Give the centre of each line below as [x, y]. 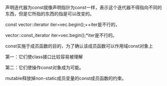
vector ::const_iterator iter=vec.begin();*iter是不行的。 [61, 35]
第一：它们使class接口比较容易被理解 [44, 57]
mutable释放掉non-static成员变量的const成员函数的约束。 [66, 78]
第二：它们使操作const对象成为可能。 [44, 68]
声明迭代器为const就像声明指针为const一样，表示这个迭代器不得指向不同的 [84, 7]
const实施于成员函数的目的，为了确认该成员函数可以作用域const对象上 [79, 46]
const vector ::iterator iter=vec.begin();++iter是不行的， [63, 25]
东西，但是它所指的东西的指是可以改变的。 [50, 14]
